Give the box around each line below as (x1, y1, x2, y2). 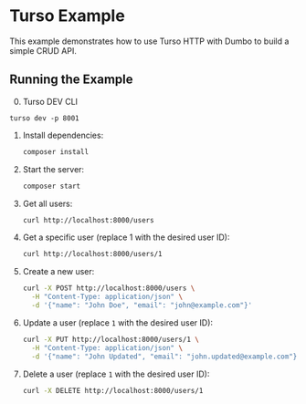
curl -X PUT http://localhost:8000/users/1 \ (22, 335, 199, 344)
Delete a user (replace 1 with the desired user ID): (22, 368, 210, 379)
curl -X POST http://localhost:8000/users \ (22, 284, 195, 293)
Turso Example (9, 5, 125, 26)
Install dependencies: (22, 129, 104, 140)
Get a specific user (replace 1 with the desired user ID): (22, 232, 230, 243)
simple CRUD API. (9, 45, 78, 56)
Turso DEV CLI (22, 96, 79, 107)
